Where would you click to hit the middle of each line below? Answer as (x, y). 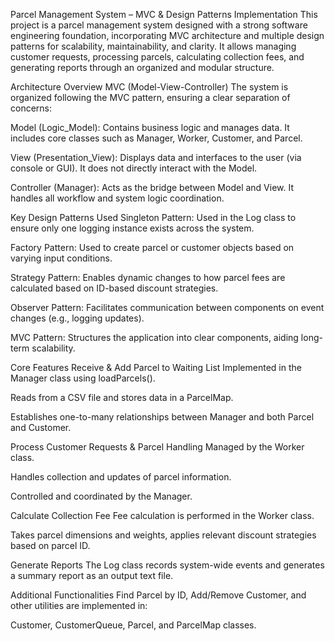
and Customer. (41, 427)
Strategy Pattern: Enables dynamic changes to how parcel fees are (148, 277)
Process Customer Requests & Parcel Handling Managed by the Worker (157, 447)
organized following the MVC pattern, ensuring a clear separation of (150, 97)
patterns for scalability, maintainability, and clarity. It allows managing (153, 46)
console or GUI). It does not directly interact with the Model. (134, 168)
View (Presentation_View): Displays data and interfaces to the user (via (156, 157)
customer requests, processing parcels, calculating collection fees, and (157, 57)
